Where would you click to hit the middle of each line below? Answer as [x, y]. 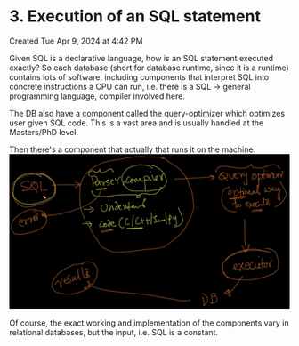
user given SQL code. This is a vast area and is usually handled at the [137, 123]
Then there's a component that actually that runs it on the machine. [133, 149]
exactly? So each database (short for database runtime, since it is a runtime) [149, 68]
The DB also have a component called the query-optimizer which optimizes [147, 113]
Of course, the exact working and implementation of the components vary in [149, 323]
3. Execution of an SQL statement [135, 16]
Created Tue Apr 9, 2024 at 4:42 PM [76, 41]
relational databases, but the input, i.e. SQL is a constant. [114, 332]
